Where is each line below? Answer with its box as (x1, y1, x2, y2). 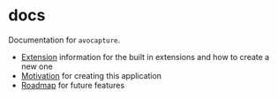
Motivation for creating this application (20, 70, 162, 80)
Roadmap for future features (20, 80, 125, 90)
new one (20, 61, 54, 72)
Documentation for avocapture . (8, 34, 121, 45)
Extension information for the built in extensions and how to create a (20, 51, 270, 62)
